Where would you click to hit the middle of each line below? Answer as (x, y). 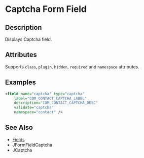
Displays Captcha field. (29, 39)
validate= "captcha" (34, 107)
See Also (19, 128)
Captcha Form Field (46, 9)
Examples (20, 82)
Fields (18, 139)
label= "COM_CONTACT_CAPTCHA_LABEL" (51, 98)
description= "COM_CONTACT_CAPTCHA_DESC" (56, 103)
